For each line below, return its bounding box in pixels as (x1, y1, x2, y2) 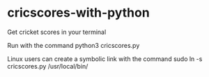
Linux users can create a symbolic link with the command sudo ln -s (7, 54, 203, 63)
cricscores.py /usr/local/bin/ (7, 62, 88, 70)
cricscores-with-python (7, 5, 150, 21)
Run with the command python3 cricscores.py (7, 41, 140, 49)
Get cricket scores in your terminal (7, 28, 107, 36)
